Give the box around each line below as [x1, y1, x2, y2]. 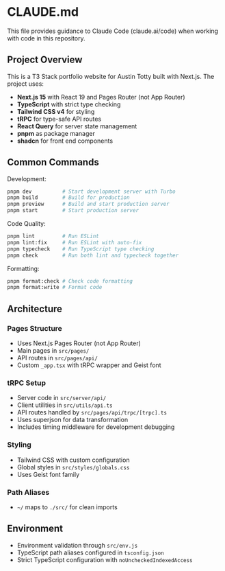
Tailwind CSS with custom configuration [16, 456, 130, 464]
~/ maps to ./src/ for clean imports [16, 502, 118, 511]
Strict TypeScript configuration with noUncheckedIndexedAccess [16, 555, 193, 563]
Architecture [7, 303, 63, 314]
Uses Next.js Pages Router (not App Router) [16, 339, 142, 347]
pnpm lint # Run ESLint [7, 233, 99, 240]
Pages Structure [7, 323, 63, 333]
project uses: [7, 80, 44, 88]
